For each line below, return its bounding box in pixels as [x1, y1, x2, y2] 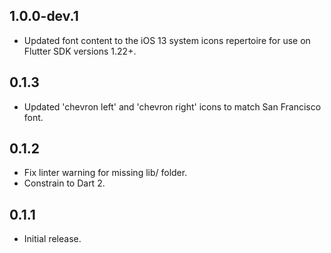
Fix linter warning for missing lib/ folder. [23, 167, 188, 179]
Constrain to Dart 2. [23, 177, 106, 189]
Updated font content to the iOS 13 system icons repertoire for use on [23, 34, 311, 46]
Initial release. [23, 233, 82, 245]
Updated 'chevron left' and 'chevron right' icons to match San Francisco [23, 100, 322, 113]
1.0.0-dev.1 [9, 8, 79, 25]
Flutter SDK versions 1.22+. [23, 45, 137, 57]
